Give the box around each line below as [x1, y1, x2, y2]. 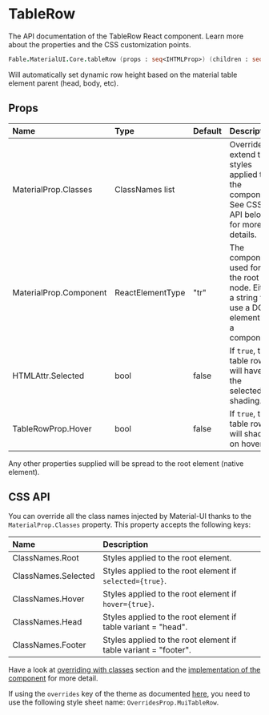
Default [193, 125, 223, 136]
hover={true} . [102, 598, 155, 609]
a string [229, 291, 259, 303]
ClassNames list [114, 183, 175, 195]
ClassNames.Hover [12, 593, 85, 605]
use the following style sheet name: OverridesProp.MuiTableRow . [8, 697, 219, 707]
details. [229, 229, 257, 240]
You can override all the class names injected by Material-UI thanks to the [8, 512, 252, 521]
